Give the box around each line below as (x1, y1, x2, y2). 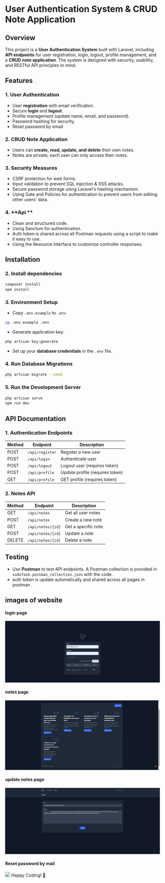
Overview (5, 34, 36, 42)
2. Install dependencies (5, 270, 62, 277)
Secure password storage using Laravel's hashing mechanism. (12, 186, 139, 192)
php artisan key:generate (5, 339, 58, 344)
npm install (5, 287, 29, 292)
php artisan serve (5, 396, 43, 401)
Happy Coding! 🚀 (11, 872, 46, 878)
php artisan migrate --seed (5, 372, 63, 377)
